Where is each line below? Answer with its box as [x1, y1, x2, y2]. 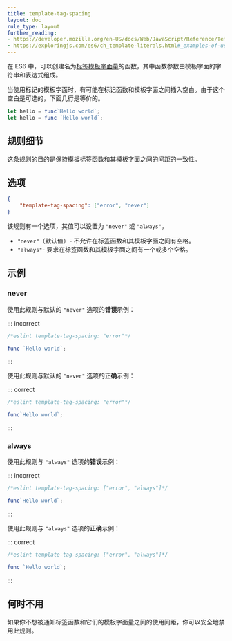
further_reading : [7, 29, 57, 37]
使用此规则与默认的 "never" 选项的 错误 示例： [7, 305, 135, 313]
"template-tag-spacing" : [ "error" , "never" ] [19, 202, 150, 210]
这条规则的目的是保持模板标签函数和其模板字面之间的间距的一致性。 [7, 155, 201, 163]
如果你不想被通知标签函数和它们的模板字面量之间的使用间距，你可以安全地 [7, 617, 219, 626]
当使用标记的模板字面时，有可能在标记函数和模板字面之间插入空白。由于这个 [7, 86, 225, 93]
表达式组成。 [25, 71, 62, 79]
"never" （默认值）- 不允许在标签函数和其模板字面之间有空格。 [17, 236, 195, 245]
